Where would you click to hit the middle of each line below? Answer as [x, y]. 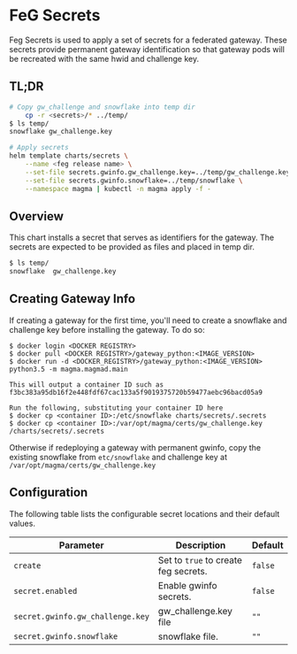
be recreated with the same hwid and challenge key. [104, 58]
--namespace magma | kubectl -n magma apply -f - [118, 189]
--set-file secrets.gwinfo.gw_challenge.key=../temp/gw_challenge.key [158, 172]
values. [22, 523]
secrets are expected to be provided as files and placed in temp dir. [132, 247]
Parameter [81, 545]
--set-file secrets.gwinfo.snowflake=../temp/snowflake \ [134, 181]
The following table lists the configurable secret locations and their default [145, 513]
